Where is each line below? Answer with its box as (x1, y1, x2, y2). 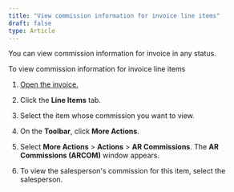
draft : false (8, 19, 52, 27)
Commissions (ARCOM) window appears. (19, 150, 160, 161)
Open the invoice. (19, 80, 79, 89)
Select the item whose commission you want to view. (19, 111, 195, 121)
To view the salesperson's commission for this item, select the (19, 166, 226, 176)
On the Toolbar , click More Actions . (19, 126, 140, 137)
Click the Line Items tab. (19, 96, 102, 105)
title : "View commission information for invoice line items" (8, 11, 220, 20)
